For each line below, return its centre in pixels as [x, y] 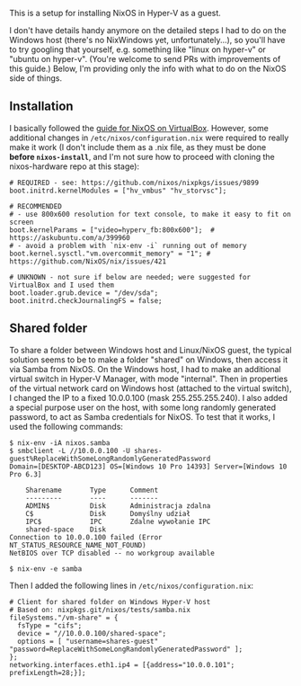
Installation [41, 107]
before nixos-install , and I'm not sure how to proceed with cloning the [142, 156]
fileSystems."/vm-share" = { [64, 618]
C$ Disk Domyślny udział [108, 513]
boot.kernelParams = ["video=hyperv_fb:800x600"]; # [112, 230]
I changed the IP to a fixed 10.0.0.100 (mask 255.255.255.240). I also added [149, 397]
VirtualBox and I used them [62, 285]
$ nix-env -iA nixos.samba [60, 443]
